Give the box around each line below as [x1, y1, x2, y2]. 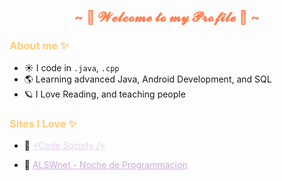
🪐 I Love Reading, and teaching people [23, 88, 186, 100]
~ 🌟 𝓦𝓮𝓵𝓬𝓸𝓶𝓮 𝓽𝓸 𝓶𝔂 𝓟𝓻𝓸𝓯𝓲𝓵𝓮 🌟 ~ [73, 9, 261, 26]
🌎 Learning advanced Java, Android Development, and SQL [23, 73, 272, 85]
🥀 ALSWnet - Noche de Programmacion [23, 158, 188, 170]
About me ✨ [9, 39, 69, 53]
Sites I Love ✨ [9, 116, 77, 130]
